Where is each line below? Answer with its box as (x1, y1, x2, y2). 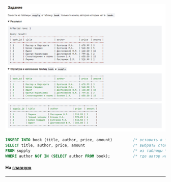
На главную (5, 165, 32, 171)
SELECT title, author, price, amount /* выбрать (5, 143, 156, 148)
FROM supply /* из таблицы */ (5, 148, 169, 153)
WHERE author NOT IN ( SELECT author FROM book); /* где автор (5, 153, 160, 159)
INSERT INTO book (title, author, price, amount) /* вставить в (5, 138, 163, 143)
